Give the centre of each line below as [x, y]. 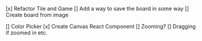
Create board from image [37, 15]
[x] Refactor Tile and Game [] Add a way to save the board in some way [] [97, 9]
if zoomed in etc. [27, 33]
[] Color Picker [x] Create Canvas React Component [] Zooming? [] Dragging [101, 26]
